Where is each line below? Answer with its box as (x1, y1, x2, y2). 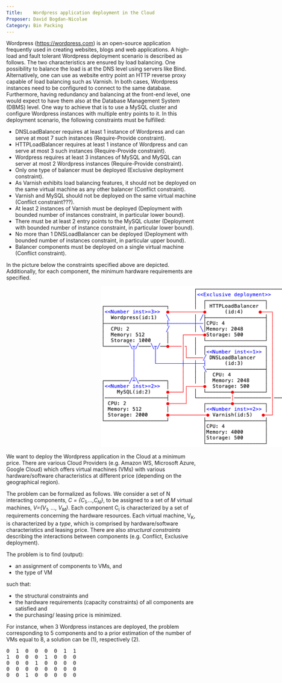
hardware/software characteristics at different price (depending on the (6, 472, 182, 479)
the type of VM (14, 569, 52, 576)
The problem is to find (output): (6, 551, 84, 558)
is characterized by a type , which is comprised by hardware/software (6, 520, 179, 527)
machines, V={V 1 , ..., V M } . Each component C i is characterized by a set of (6, 504, 189, 513)
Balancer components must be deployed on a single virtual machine (14, 243, 184, 251)
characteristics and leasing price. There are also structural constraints (6, 526, 181, 534)
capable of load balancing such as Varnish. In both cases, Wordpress (6, 78, 178, 86)
